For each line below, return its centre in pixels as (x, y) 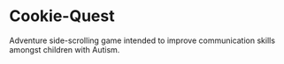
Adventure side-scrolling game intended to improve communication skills (142, 40)
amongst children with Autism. (65, 49)
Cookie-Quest (62, 16)
